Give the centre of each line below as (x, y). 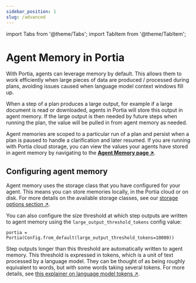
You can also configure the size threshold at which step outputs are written (97, 216)
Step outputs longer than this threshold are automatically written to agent (94, 249)
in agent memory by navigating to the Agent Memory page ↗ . (81, 153)
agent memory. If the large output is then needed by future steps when (92, 116)
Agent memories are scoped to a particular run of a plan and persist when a (98, 134)
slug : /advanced (26, 17)
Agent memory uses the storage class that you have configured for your (93, 185)
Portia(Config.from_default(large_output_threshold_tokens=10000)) (90, 238)
